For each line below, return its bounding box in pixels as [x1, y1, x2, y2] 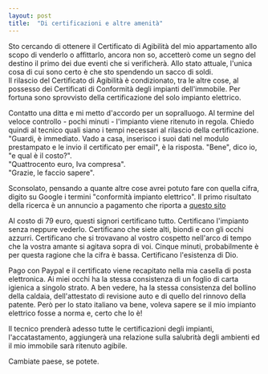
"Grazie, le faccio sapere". [8, 168, 95, 177]
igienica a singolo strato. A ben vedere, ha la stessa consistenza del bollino [8, 283, 257, 292]
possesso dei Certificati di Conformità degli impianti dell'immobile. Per [8, 83, 241, 93]
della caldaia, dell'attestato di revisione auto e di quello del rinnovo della [8, 291, 246, 301]
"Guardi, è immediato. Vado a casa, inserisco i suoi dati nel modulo [8, 133, 229, 143]
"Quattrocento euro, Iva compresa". [8, 159, 126, 169]
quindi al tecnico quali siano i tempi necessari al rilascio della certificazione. [8, 125, 259, 135]
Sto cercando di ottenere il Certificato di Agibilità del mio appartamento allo [8, 41, 258, 51]
